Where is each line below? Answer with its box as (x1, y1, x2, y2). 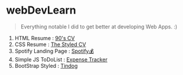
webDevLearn (6, 4, 77, 17)
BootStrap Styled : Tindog (14, 62, 78, 69)
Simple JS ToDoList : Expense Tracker (14, 56, 108, 63)
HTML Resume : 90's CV (14, 34, 75, 41)
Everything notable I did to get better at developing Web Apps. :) (20, 23, 178, 30)
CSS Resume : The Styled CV (14, 41, 87, 48)
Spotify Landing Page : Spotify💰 (14, 47, 94, 54)
